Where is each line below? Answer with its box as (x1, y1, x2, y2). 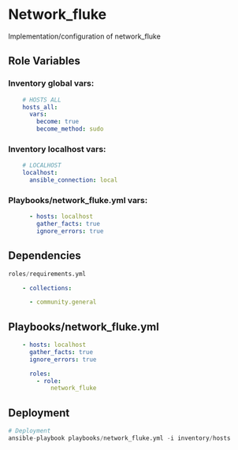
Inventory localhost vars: (8, 143, 106, 154)
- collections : (22, 284, 73, 292)
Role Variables (8, 54, 80, 68)
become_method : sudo (36, 125, 104, 133)
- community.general (28, 298, 97, 306)
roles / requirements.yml (8, 270, 87, 278)
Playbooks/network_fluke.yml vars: (8, 194, 148, 205)
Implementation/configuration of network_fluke (8, 31, 162, 41)
